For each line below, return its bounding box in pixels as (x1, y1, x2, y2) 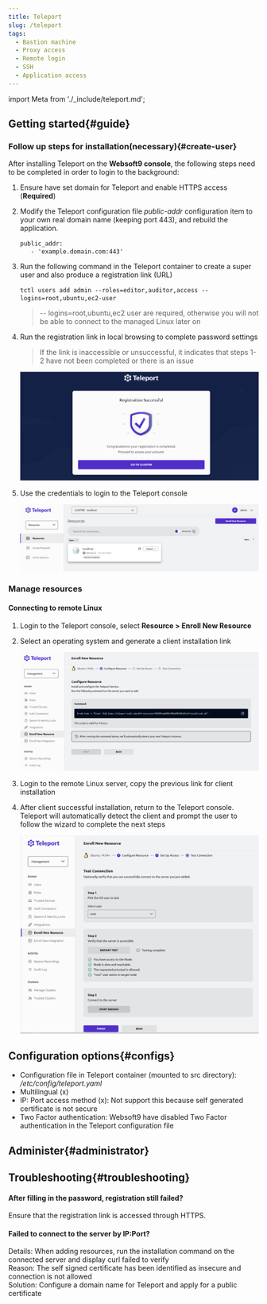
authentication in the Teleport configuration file (19, 1121, 174, 1131)
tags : (8, 29, 26, 37)
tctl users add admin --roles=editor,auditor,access (19, 287, 199, 295)
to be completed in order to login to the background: (8, 168, 180, 177)
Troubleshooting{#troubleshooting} (8, 1171, 191, 1184)
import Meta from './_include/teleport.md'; (8, 94, 145, 103)
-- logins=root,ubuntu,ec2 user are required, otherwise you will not (39, 308, 259, 318)
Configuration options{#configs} (8, 1049, 175, 1063)
